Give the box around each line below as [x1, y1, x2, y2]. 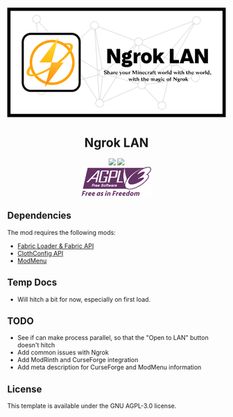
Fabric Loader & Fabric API [17, 241, 94, 250]
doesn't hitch [17, 341, 55, 350]
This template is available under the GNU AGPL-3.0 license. [7, 402, 177, 410]
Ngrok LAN [84, 135, 149, 151]
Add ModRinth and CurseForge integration [17, 356, 139, 364]
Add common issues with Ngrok [17, 348, 109, 357]
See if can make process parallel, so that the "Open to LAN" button [17, 334, 209, 342]
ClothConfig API [17, 249, 64, 257]
